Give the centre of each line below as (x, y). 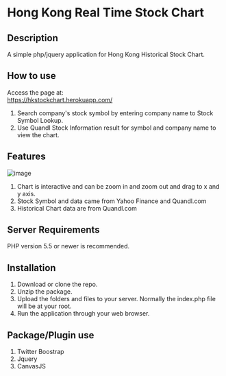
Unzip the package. (45, 292)
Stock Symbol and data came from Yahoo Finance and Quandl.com (112, 201)
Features (26, 157)
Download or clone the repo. (57, 284)
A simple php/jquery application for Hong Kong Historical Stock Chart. (106, 54)
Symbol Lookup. (40, 120)
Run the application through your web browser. (83, 314)
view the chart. (38, 134)
